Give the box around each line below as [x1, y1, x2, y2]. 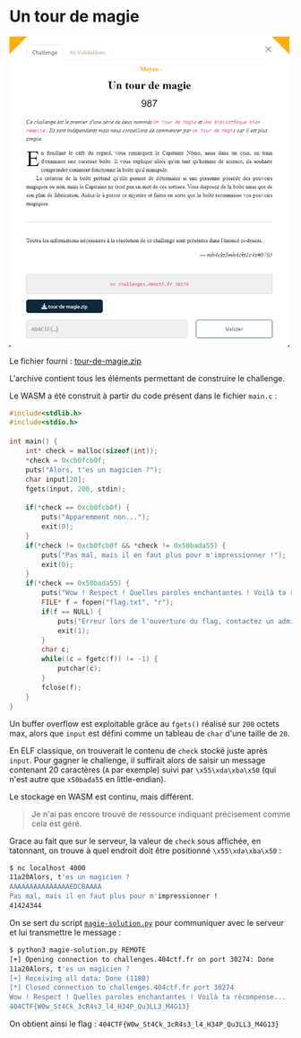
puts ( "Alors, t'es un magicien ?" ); [25, 465, 163, 475]
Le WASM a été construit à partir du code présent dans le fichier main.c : [9, 390, 278, 401]
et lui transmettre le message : [9, 927, 122, 938]
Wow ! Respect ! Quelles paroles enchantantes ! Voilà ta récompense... [9, 993, 287, 1002]
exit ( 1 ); [56, 626, 90, 635]
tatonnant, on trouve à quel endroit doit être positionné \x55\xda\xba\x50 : [9, 845, 282, 856]
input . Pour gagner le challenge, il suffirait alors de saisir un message [9, 755, 266, 765]
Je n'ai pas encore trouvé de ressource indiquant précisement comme [30, 808, 291, 819]
